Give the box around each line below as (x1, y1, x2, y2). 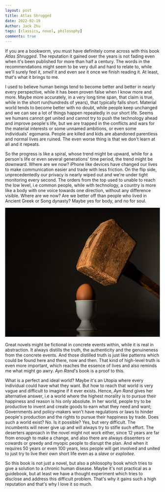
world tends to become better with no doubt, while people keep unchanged (5, 105, 158, 110)
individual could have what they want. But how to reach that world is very (5, 383, 153, 389)
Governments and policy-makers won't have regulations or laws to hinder (5, 409, 154, 415)
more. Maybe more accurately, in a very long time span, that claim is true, (5, 94, 154, 100)
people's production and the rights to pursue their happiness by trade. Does (5, 414, 159, 420)
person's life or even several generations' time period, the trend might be (5, 156, 153, 162)
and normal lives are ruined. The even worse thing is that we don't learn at (5, 136, 156, 142)
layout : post (5, 8, 32, 13)
